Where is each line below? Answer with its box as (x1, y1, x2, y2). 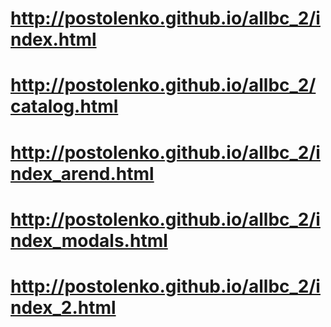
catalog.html (10, 95, 119, 118)
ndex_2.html (10, 296, 117, 319)
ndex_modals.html (10, 229, 168, 252)
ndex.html (10, 28, 97, 51)
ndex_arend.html (10, 162, 155, 185)
